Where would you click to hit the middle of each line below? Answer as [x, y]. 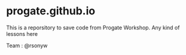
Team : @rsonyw [27, 45]
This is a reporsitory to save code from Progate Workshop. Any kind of [93, 27]
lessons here [22, 33]
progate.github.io [51, 11]
